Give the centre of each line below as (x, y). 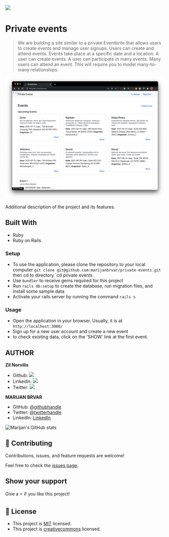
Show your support (36, 481)
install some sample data (38, 291)
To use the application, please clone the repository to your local (79, 264)
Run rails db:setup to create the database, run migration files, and (82, 286)
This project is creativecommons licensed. (57, 529)
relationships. (44, 70)
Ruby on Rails (27, 240)
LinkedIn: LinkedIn (32, 418)
